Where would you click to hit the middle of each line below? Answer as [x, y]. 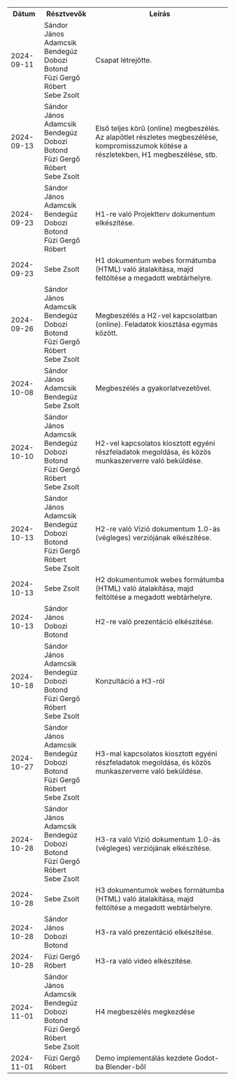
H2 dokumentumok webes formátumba [160, 580]
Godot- [207, 1058]
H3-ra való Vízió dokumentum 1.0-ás [158, 839]
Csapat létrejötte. [124, 60]
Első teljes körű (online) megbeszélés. [158, 128]
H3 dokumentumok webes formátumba [160, 890]
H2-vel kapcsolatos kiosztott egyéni [155, 443]
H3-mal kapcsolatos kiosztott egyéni [156, 754]
